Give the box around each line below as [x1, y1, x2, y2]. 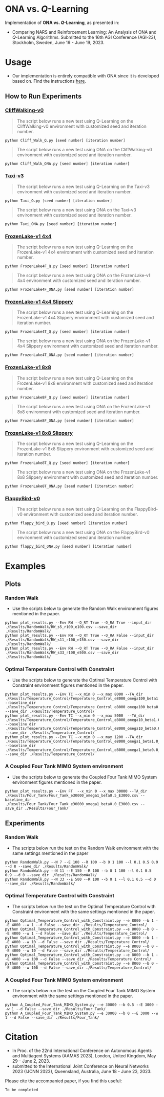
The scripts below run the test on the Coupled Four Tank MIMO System [12, 988, 155, 994]
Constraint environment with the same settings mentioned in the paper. [12, 909, 155, 914]
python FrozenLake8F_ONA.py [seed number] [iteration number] [5, 418, 134, 423]
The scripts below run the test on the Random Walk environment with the [12, 845, 159, 851]
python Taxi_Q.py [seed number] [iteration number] [5, 198, 112, 203]
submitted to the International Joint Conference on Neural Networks [12, 1063, 149, 1069]
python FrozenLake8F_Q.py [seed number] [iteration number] [5, 395, 130, 400]
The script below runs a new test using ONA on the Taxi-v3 [17, 207, 137, 212]
